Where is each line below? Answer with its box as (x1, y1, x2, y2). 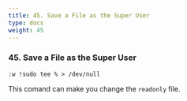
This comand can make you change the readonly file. (8, 84, 181, 93)
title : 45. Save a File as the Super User (8, 11, 150, 20)
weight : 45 (8, 26, 44, 34)
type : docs (8, 19, 44, 27)
